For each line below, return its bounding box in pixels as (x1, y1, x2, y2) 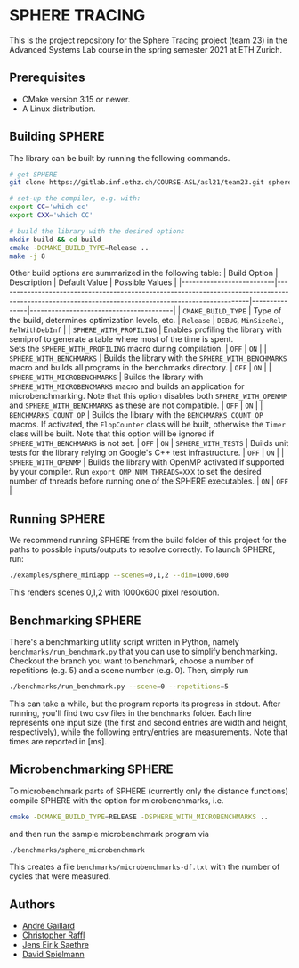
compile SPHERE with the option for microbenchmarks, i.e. (9, 794, 224, 806)
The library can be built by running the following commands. (9, 152, 230, 163)
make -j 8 (9, 251, 46, 261)
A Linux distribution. (21, 103, 96, 114)
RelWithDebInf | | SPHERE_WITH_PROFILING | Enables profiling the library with (9, 324, 282, 335)
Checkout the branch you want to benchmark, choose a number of (9, 655, 254, 666)
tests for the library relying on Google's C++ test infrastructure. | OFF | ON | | (9, 447, 285, 459)
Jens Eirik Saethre (21, 940, 89, 950)
